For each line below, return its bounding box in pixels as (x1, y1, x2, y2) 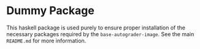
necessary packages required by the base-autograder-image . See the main (6, 30, 194, 37)
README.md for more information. (6, 37, 87, 44)
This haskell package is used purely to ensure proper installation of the (6, 24, 186, 31)
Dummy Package (6, 4, 95, 18)
